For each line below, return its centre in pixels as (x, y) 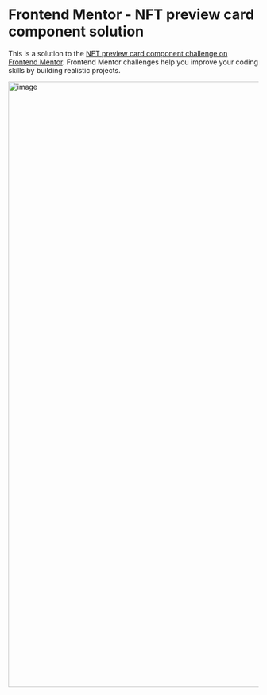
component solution (76, 31)
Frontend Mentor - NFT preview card (131, 15)
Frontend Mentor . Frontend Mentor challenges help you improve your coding (133, 62)
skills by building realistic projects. (64, 70)
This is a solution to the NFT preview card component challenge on (118, 53)
